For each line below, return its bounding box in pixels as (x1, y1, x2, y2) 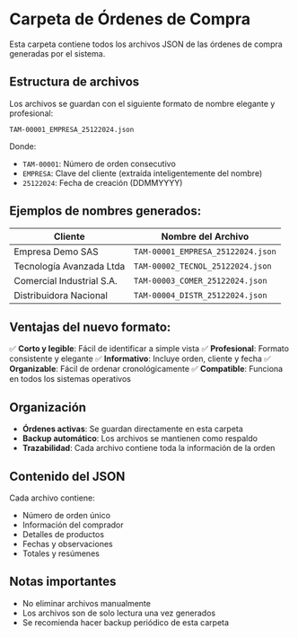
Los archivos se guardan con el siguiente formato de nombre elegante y (9, 98, 276, 109)
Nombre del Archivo (161, 230, 250, 243)
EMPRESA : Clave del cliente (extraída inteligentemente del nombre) (22, 167, 263, 179)
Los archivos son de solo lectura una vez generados (22, 607, 216, 618)
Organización (9, 400, 87, 415)
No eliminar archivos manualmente (22, 597, 151, 608)
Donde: (9, 140, 37, 152)
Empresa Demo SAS (13, 245, 99, 258)
